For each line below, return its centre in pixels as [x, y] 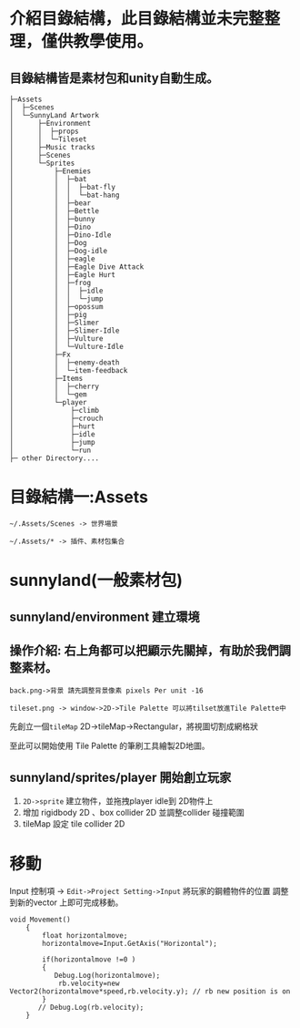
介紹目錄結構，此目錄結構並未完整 [137, 19]
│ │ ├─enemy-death [65, 363]
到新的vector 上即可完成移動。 [66, 902]
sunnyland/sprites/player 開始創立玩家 [120, 777]
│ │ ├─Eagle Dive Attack [77, 267]
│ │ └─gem [49, 395]
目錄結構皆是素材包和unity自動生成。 [114, 78]
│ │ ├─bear [50, 203]
